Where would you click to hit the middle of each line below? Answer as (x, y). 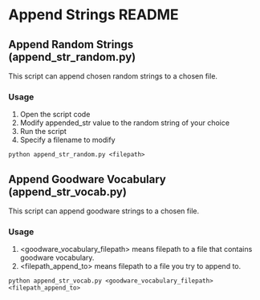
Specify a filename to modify (67, 140)
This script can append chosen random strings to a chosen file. (113, 76)
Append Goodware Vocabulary (87, 179)
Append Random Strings (71, 45)
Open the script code (55, 115)
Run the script (43, 132)
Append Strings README (93, 15)
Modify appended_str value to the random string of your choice (125, 123)
